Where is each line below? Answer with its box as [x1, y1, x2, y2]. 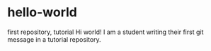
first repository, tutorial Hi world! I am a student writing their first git [7, 28, 204, 36]
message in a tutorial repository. [7, 35, 101, 43]
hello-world [7, 4, 78, 21]
